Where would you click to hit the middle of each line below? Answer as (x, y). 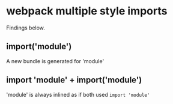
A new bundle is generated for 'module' (55, 61)
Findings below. (26, 28)
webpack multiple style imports (87, 11)
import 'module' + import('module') (74, 80)
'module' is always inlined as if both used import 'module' (78, 94)
